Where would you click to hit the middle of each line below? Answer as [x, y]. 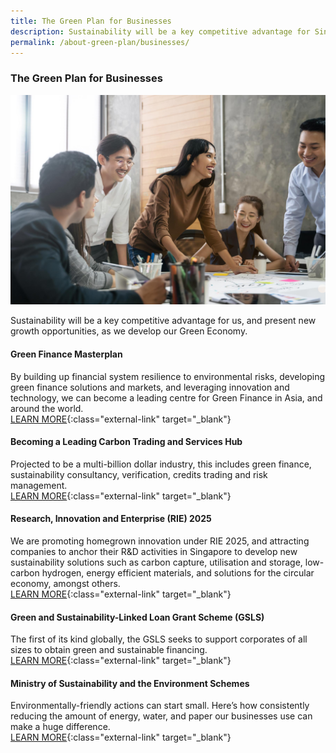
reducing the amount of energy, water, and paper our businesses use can [161, 716]
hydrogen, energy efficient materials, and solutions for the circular [178, 572]
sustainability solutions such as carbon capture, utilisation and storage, [156, 562]
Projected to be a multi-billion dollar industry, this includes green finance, [161, 464]
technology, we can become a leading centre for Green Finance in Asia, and [166, 397]
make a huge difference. [60, 727]
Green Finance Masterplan [66, 354]
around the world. [47, 408]
